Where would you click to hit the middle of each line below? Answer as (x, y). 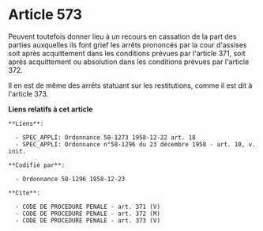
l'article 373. (28, 93)
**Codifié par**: (37, 165)
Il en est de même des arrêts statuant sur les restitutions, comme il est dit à (130, 85)
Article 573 (45, 15)
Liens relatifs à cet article (51, 109)
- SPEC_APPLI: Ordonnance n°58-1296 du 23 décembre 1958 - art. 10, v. (136, 144)
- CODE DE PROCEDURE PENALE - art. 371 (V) (88, 206)
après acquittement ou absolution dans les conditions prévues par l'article (129, 62)
